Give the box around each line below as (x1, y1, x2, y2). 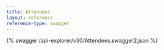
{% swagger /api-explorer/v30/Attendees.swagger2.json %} (6, 37, 159, 45)
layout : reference (6, 15, 53, 21)
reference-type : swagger (6, 20, 70, 26)
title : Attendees (6, 9, 51, 15)
